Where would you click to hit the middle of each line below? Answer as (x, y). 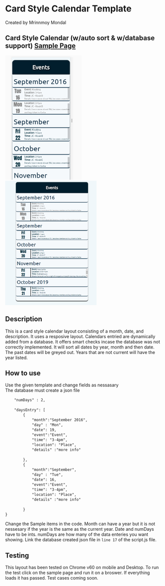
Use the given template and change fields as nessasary (62, 385)
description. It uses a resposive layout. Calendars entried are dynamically (80, 336)
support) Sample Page (41, 46)
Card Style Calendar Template (68, 9)
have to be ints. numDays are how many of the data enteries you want (77, 534)
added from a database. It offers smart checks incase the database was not (83, 342)
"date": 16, (44, 480)
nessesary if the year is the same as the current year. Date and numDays (80, 529)
